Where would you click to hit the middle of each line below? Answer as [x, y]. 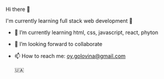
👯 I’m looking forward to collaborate [58, 44]
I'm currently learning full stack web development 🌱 [69, 21]
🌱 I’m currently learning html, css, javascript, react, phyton [86, 32]
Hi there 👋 [18, 9]
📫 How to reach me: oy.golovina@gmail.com [70, 56]
